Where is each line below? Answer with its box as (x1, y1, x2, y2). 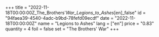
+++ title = (5, 5, 28, 10)
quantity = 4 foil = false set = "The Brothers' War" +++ (5, 26, 119, 32)
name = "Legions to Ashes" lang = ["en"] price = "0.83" (37, 20, 154, 26)
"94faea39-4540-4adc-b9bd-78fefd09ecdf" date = (5, 15, 114, 21)
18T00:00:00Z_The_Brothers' (5, 10, 66, 16)
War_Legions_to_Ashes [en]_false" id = (65, 10, 146, 16)
